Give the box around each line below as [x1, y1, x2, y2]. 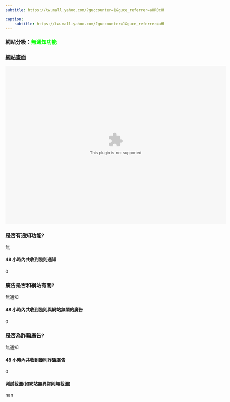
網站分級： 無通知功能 [5, 39, 57, 46]
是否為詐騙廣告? [5, 332, 44, 339]
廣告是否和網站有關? [5, 282, 55, 289]
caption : [5, 16, 24, 22]
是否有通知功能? [5, 232, 44, 239]
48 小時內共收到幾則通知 [5, 256, 56, 263]
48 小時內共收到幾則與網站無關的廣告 [5, 306, 83, 312]
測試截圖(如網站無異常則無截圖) [5, 380, 71, 387]
